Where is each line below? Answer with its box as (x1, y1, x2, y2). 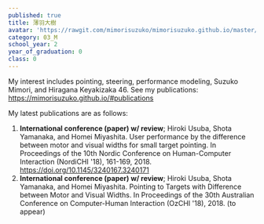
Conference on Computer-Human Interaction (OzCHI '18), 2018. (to (19, 198, 236, 208)
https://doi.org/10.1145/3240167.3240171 (19, 165, 149, 175)
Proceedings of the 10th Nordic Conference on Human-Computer (19, 148, 232, 157)
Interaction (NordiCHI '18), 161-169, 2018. (19, 157, 152, 166)
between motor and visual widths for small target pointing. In (19, 140, 217, 150)
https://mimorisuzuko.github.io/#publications (8, 93, 154, 103)
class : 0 (8, 56, 37, 63)
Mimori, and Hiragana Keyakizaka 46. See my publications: (8, 85, 199, 94)
